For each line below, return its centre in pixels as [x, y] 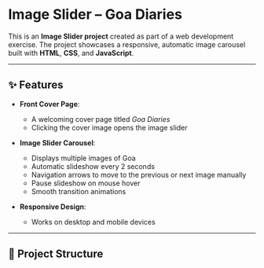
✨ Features [36, 85]
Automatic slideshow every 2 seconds [93, 166]
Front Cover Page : [49, 104]
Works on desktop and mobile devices [93, 222]
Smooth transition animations [79, 191]
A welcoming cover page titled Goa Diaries [101, 119]
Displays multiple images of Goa [83, 158]
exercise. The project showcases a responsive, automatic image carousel [127, 44]
